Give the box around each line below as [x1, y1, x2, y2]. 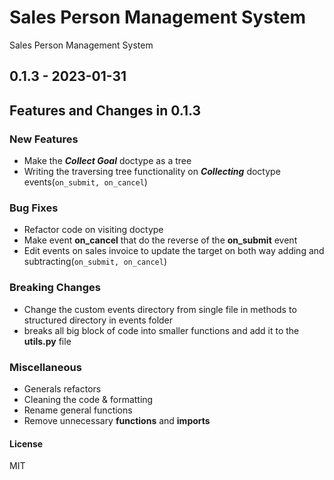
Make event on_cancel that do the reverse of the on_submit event [23, 234, 298, 246]
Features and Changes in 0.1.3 [9, 102, 202, 119]
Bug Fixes [9, 201, 59, 215]
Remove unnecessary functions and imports [23, 414, 211, 426]
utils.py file [23, 335, 72, 347]
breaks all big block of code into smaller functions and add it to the [23, 324, 300, 336]
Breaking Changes [9, 281, 102, 295]
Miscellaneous [9, 360, 82, 374]
